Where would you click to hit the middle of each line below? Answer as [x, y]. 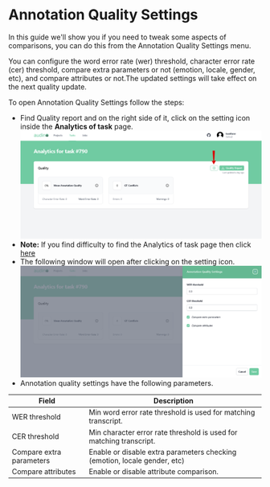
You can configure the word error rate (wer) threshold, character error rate [132, 61]
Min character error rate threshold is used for [163, 432]
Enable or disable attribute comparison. [154, 472]
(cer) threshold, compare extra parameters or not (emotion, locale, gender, [132, 69]
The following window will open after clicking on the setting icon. [127, 261]
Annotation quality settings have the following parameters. [117, 383]
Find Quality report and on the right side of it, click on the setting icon [135, 117]
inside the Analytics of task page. [77, 126]
